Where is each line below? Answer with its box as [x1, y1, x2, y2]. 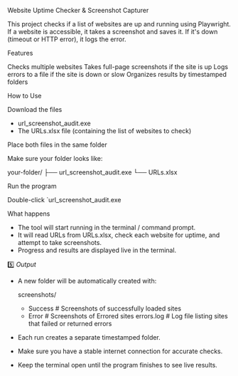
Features [7, 49, 33, 57]
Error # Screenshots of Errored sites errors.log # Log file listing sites [28, 312, 229, 320]
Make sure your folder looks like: [7, 155, 103, 162]
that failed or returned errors [28, 320, 112, 328]
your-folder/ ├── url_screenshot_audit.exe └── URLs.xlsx [7, 168, 178, 177]
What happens [7, 209, 50, 218]
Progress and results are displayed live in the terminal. [17, 246, 177, 254]
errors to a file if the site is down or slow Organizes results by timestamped [7, 70, 227, 78]
